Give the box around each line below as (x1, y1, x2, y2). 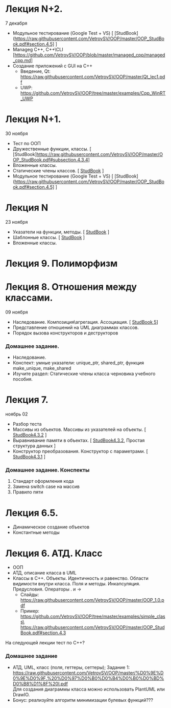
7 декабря (5, 20, 28, 26)
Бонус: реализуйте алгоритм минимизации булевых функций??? (12, 697, 153, 703)
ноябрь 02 (5, 411, 28, 417)
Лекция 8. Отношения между (5, 281, 137, 293)
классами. (5, 292, 53, 304)
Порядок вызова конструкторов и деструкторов (12, 329, 118, 336)
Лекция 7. (5, 394, 48, 406)
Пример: (20, 608, 40, 614)
